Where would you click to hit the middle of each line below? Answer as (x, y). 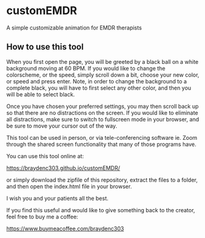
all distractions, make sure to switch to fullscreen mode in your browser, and (103, 119)
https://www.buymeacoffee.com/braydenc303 (65, 228)
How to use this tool (45, 47)
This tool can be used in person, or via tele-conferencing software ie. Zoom (102, 137)
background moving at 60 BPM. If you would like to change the (86, 68)
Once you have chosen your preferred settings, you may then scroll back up (102, 106)
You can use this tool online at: (45, 156)
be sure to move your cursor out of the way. (62, 126)
